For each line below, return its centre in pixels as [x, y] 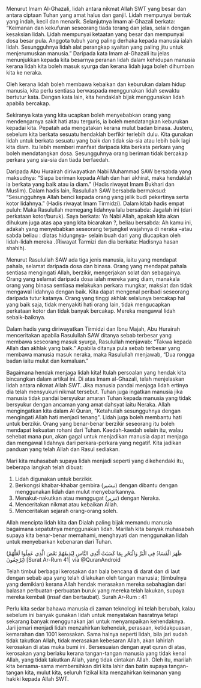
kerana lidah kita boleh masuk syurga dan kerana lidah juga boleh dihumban [100, 66]
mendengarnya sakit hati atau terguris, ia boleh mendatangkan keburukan [97, 121]
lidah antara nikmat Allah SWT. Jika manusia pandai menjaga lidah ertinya [97, 385]
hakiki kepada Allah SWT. [37, 679]
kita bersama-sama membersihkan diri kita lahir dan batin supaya [87, 666]
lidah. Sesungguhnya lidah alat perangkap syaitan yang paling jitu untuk [95, 47]
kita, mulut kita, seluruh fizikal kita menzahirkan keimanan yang [103, 672]
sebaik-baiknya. [26, 317]
